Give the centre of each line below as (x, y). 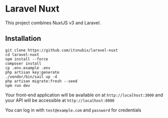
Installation (23, 39)
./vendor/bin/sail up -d (31, 77)
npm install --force (27, 59)
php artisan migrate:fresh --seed (41, 81)
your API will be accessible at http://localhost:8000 (60, 100)
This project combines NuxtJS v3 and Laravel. (53, 23)
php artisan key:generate (32, 72)
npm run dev (18, 85)
